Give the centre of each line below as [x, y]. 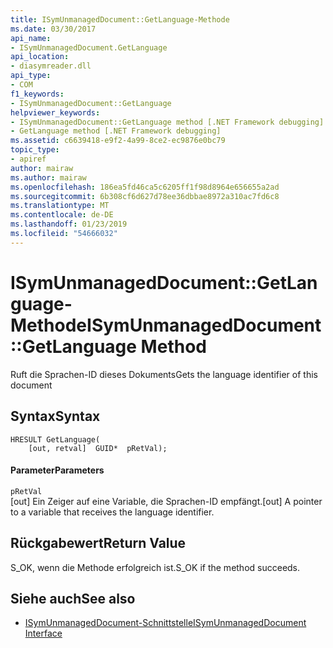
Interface [43, 633]
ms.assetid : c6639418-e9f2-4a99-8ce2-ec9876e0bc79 [118, 141]
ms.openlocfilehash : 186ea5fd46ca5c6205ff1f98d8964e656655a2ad [145, 187]
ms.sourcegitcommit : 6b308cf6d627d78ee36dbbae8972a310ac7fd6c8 [145, 196]
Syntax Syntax [55, 416]
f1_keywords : [37, 94]
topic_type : [35, 150]
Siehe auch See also [73, 598]
